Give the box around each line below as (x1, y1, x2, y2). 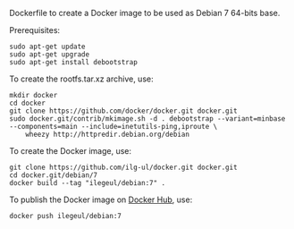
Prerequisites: (9, 25, 61, 35)
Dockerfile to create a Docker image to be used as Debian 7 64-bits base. (9, 8, 281, 18)
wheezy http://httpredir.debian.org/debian (25, 130, 190, 139)
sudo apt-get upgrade (9, 50, 90, 59)
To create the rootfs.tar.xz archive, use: (9, 73, 154, 84)
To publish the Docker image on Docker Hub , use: (9, 194, 193, 205)
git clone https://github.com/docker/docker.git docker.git (9, 106, 239, 115)
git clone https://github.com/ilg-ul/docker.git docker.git (9, 163, 239, 172)
